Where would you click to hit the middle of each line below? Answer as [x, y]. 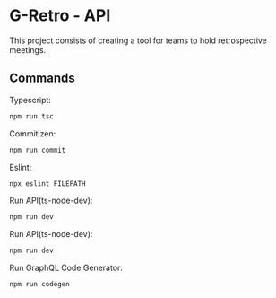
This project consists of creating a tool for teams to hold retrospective [138, 40]
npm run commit [38, 150]
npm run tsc [31, 116]
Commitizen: [33, 133]
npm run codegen [39, 285]
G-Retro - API [60, 16]
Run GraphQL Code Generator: [66, 268]
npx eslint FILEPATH [48, 184]
